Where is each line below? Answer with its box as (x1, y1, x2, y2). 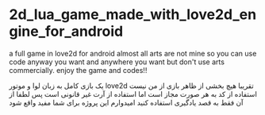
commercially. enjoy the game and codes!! (9, 65, 148, 75)
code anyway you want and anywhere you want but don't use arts (9, 57, 225, 67)
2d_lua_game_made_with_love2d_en (9, 6, 257, 24)
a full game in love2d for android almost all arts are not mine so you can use (9, 48, 257, 58)
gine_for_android (9, 22, 124, 40)
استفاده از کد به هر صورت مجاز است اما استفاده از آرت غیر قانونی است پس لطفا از (9, 89, 257, 98)
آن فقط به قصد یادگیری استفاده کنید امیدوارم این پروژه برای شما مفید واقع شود (9, 98, 244, 107)
